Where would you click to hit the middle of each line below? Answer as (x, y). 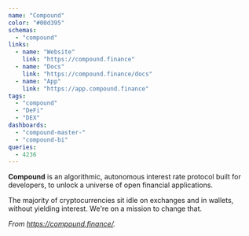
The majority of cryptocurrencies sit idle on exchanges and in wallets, (121, 201)
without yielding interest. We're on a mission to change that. (105, 208)
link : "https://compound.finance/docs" (88, 74)
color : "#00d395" (37, 23)
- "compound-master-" (51, 132)
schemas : (22, 30)
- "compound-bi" (42, 140)
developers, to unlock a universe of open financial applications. (111, 185)
